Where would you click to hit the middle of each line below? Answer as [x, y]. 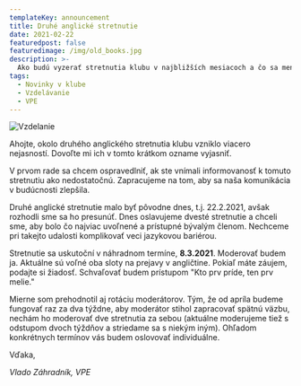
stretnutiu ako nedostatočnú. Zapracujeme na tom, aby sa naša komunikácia [150, 180]
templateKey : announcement [60, 18]
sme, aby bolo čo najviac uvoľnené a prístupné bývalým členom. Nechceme [149, 226]
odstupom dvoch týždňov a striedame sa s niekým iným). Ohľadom [133, 328]
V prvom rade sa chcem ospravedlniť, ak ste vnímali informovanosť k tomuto [150, 171]
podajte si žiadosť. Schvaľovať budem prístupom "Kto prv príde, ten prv [142, 272]
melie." [22, 282]
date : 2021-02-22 [42, 34]
